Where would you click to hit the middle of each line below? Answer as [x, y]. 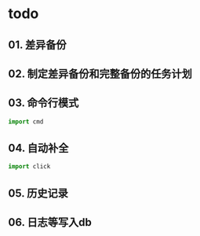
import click [29, 167]
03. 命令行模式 [44, 103]
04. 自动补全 [38, 148]
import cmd [26, 122]
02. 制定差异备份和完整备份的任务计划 [100, 74]
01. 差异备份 [37, 44]
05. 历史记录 [38, 193]
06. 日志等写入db [50, 222]
